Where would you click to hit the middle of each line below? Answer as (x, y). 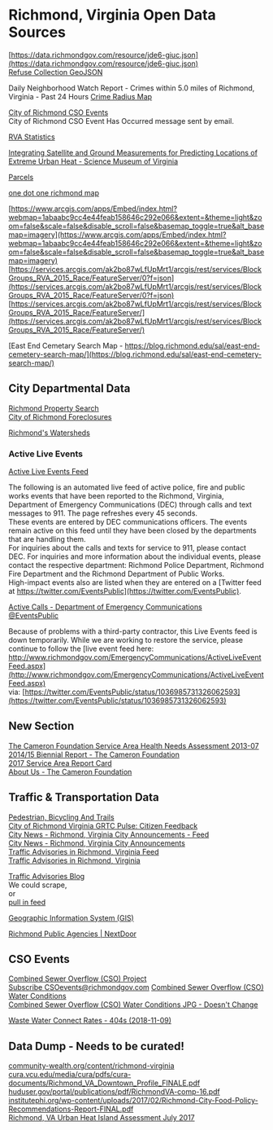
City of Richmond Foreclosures (60, 416)
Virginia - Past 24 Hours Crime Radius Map (80, 96)
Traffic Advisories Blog (47, 876)
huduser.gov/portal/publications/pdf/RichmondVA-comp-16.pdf (115, 1092)
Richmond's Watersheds (50, 433)
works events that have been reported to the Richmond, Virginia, (117, 496)
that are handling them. (48, 539)
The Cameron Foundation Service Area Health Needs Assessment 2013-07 (134, 745)
